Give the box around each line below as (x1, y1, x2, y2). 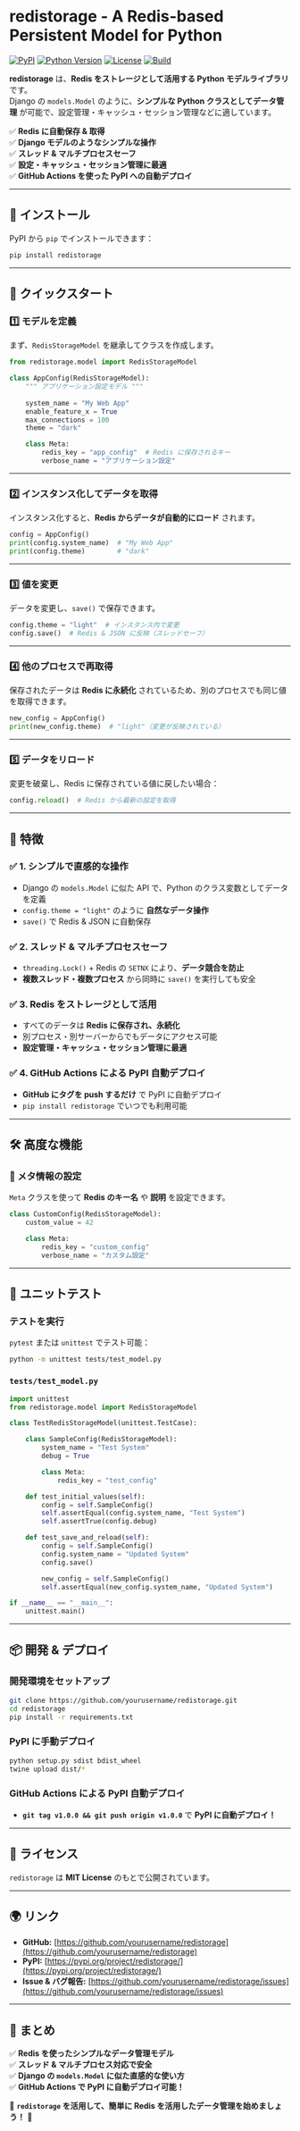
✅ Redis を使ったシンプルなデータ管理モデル (9, 2048, 174, 2059)
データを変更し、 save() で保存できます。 (9, 603, 161, 614)
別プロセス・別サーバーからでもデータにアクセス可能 (21, 1031, 218, 1042)
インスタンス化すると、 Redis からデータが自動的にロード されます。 (9, 512, 261, 524)
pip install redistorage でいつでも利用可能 (21, 1100, 187, 1111)
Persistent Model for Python (9, 25, 223, 46)
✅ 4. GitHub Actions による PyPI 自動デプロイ (9, 1067, 206, 1079)
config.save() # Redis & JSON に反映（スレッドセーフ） (9, 629, 209, 638)
